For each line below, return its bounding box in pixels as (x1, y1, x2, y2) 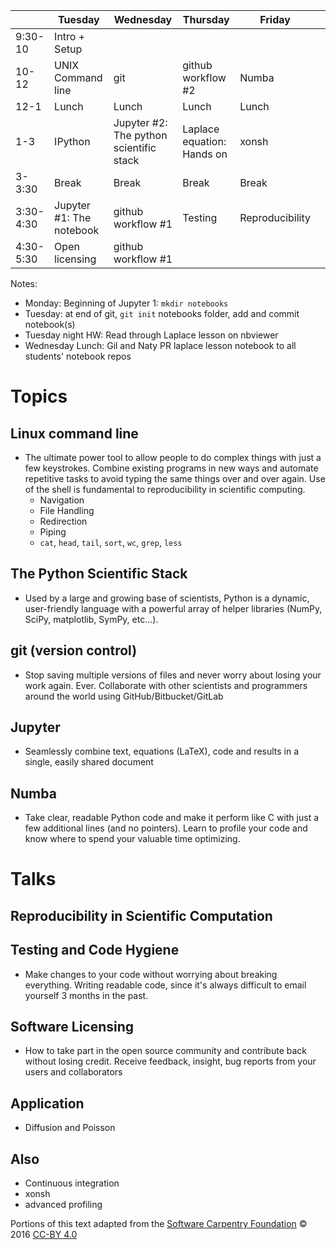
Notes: (10, 278, 38, 289)
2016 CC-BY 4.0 (10, 1229, 78, 1241)
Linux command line (10, 425, 139, 442)
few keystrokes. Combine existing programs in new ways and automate (24, 462, 319, 474)
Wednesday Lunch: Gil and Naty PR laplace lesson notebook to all (24, 340, 297, 351)
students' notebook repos (24, 350, 132, 362)
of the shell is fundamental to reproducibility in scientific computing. (24, 484, 306, 495)
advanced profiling (24, 1199, 103, 1211)
